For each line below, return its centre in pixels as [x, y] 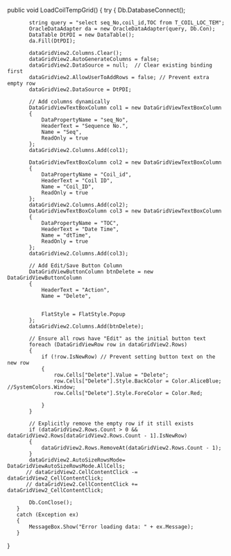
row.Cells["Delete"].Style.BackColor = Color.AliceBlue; [138, 381]
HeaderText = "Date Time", [80, 229]
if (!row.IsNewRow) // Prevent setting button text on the [128, 357]
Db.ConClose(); [51, 503]
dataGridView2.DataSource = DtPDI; [80, 90]
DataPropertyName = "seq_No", [85, 120]
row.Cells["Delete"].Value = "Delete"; [111, 375]
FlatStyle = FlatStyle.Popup [84, 314]
